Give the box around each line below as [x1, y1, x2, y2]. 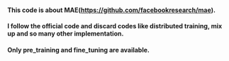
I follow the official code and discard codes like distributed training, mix [7, 22, 223, 30]
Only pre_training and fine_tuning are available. [7, 45, 150, 54]
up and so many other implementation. [7, 29, 124, 38]
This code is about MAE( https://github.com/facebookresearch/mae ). [7, 6, 216, 14]
